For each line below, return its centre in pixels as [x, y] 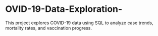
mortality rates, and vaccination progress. [49, 28]
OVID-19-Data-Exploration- [64, 9]
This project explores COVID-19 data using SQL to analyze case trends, [79, 23]
